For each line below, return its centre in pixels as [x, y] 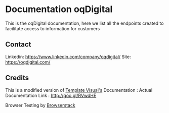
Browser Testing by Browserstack [40, 105]
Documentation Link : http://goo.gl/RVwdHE [51, 95]
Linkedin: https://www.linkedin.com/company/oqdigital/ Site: [68, 56]
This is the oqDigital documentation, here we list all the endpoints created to [85, 23]
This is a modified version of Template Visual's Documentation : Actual [79, 90]
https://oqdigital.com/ [28, 62]
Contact [18, 45]
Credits [17, 78]
